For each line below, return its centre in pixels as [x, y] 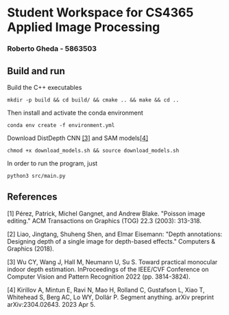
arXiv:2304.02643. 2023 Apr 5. [51, 304]
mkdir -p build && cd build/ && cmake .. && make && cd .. [93, 100]
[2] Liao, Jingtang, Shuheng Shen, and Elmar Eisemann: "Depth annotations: [115, 234]
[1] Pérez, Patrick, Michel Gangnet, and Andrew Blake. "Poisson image [106, 213]
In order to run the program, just [52, 163]
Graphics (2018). [31, 248]
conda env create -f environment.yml [61, 125]
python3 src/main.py [37, 176]
